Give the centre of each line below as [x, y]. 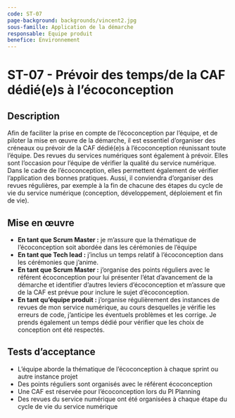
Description [33, 116]
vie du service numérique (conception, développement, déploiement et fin [115, 193]
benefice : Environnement [44, 40]
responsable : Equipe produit [50, 34]
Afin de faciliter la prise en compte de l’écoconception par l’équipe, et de [113, 133]
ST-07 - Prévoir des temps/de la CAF [116, 75]
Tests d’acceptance [52, 352]
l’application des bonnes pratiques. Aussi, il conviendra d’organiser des [110, 178]
